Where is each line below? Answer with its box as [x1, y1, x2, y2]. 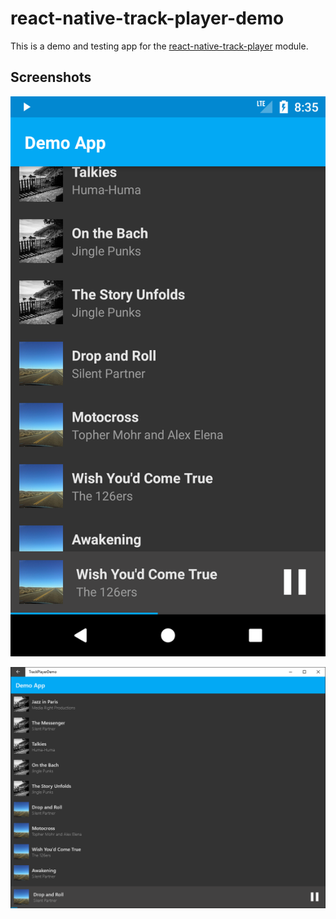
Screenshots [10, 69, 92, 86]
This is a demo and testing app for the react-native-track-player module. [10, 40, 309, 52]
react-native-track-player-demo [10, 7, 285, 30]
